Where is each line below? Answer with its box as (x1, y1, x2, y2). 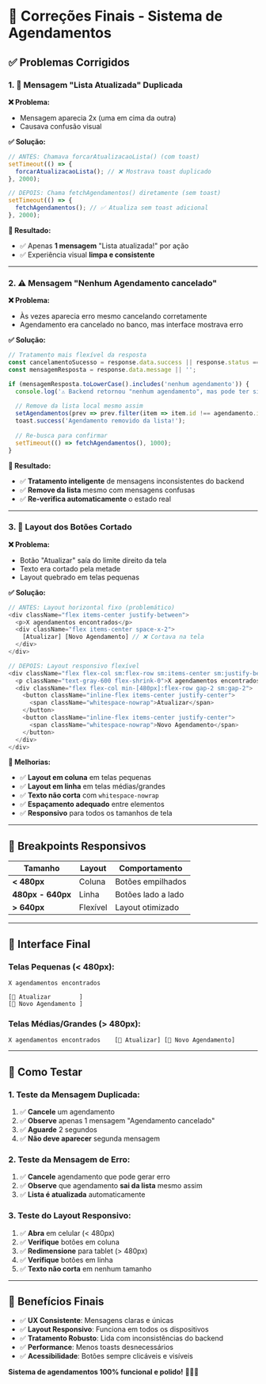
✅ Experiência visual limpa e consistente (19, 250, 155, 259)
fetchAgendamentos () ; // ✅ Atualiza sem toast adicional (15, 204, 208, 212)
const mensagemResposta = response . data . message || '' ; (8, 365, 196, 373)
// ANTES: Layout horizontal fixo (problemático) (8, 603, 176, 611)
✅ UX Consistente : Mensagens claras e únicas (19, 1316, 174, 1325)
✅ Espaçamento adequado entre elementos (19, 800, 165, 809)
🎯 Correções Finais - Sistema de (8, 7, 223, 25)
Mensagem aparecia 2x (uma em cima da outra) (19, 113, 177, 122)
